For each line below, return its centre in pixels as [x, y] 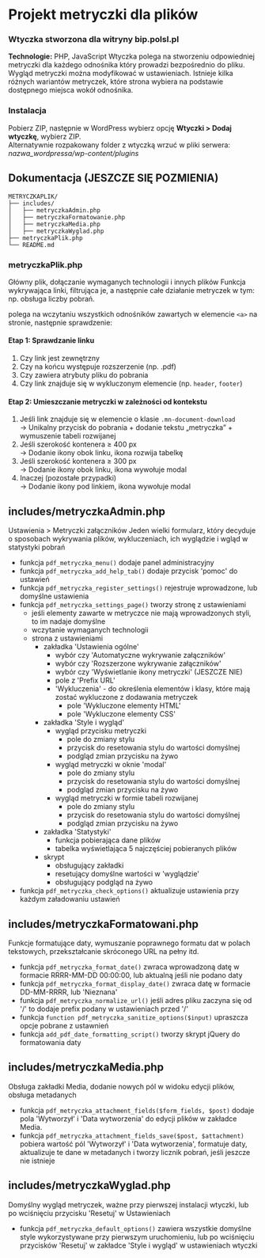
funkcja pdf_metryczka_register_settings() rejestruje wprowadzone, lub [138, 588]
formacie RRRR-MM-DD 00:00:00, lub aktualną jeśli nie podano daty [131, 975]
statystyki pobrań [37, 547]
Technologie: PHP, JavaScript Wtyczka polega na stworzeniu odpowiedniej [132, 56]
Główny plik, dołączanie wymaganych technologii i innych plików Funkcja [127, 282]
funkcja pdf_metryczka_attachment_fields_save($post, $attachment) [132, 1135]
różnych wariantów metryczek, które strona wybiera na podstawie [116, 82]
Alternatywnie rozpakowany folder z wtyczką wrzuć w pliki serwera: [119, 145]
